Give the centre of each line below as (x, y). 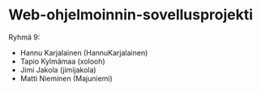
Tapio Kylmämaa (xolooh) (62, 61)
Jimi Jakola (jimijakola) (58, 69)
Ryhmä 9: (24, 37)
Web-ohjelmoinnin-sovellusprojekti (131, 15)
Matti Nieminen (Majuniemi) (66, 78)
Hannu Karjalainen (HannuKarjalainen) (84, 52)
